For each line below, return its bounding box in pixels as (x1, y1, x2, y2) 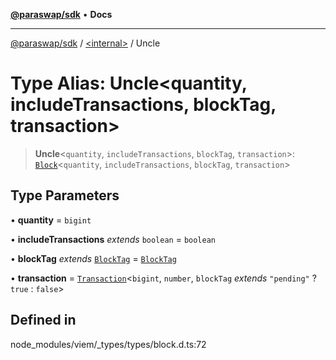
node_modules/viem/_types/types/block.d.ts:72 (10, 338, 207, 350)
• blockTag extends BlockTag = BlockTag (10, 252, 177, 264)
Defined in (10, 312, 77, 329)
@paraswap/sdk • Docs (10, 9, 113, 20)
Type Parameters (10, 187, 120, 204)
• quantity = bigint (10, 214, 92, 226)
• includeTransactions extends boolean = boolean (10, 233, 217, 245)
